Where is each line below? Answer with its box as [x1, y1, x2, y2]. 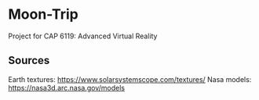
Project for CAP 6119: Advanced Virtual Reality [8, 31, 158, 41]
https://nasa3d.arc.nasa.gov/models [8, 83, 126, 92]
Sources [8, 54, 50, 67]
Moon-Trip [8, 5, 78, 23]
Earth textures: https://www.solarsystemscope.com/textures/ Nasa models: [8, 74, 252, 84]
